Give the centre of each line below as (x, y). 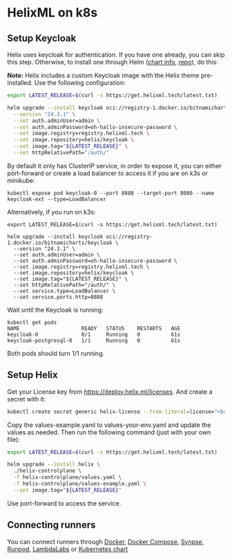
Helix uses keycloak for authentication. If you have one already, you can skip (116, 54)
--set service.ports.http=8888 (58, 297)
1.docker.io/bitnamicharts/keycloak (60, 243)
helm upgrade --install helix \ (54, 464)
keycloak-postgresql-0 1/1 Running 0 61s (94, 340)
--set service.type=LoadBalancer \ (65, 291)
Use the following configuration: (80, 83)
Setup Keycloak (42, 38)
